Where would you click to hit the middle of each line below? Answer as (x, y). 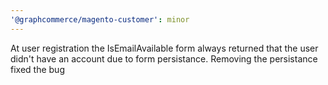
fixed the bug (37, 69)
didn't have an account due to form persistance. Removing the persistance (164, 58)
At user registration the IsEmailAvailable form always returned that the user (164, 48)
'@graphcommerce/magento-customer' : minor (100, 19)
